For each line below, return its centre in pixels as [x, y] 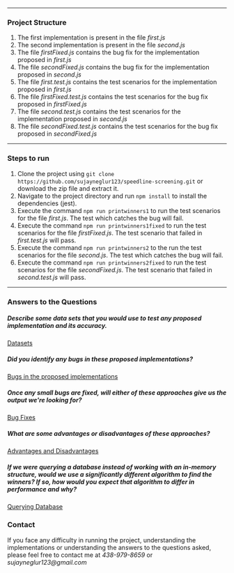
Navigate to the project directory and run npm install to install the [112, 196]
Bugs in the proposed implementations [63, 377]
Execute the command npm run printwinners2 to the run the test [109, 247]
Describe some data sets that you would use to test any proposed [104, 318]
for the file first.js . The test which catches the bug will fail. [100, 218]
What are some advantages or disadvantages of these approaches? [109, 434]
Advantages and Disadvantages [53, 451]
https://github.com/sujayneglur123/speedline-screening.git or [110, 181]
